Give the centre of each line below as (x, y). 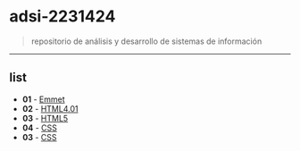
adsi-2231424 (62, 17)
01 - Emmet (43, 99)
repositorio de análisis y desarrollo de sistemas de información (146, 41)
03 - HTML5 (45, 118)
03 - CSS (39, 137)
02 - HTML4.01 (50, 108)
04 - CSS (40, 128)
